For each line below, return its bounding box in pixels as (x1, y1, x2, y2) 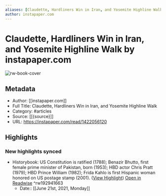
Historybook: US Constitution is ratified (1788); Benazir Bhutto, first (12, 159, 149, 165)
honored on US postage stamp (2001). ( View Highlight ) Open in (12, 175, 141, 181)
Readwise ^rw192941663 (12, 180, 63, 186)
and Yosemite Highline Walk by (5, 43, 135, 55)
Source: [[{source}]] (12, 114, 54, 119)
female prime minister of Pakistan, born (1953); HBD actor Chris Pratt (12, 164, 153, 170)
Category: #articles (12, 108, 52, 114)
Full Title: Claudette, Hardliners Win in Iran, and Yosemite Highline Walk (12, 103, 157, 109)
